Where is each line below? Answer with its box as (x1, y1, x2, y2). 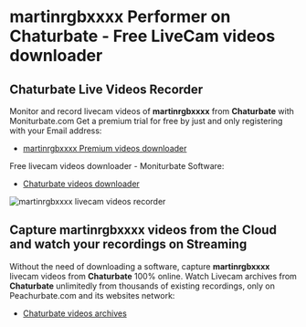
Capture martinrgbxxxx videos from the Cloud (9, 222, 277, 238)
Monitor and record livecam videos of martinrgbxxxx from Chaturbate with (9, 106, 295, 116)
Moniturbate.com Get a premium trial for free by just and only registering (9, 116, 283, 126)
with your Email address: (9, 125, 102, 136)
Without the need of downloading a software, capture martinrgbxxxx (9, 260, 270, 271)
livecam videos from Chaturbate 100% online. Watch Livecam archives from (9, 270, 297, 281)
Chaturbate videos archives (22, 308, 128, 319)
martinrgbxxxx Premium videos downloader (22, 143, 187, 153)
